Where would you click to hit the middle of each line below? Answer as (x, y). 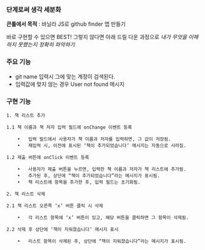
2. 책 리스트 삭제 (26, 194)
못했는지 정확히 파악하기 (46, 45)
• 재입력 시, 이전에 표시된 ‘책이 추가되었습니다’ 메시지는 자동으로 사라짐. (102, 145)
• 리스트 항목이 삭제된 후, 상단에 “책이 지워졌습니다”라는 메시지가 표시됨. (102, 241)
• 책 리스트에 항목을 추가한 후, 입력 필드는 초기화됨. (79, 182)
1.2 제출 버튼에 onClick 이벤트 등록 (48, 157)
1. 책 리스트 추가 (26, 115)
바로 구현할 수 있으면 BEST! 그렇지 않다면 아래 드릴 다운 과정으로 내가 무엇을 (97, 37)
